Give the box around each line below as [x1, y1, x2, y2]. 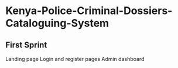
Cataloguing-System [5, 16, 109, 30]
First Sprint [5, 40, 47, 50]
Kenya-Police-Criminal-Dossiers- [5, 4, 173, 18]
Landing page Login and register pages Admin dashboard [5, 56, 145, 62]
